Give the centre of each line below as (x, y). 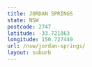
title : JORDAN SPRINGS (40, 14)
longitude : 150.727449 (40, 40)
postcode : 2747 (29, 27)
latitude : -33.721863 (39, 33)
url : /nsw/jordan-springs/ (46, 46)
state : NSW (23, 20)
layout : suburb (29, 53)
